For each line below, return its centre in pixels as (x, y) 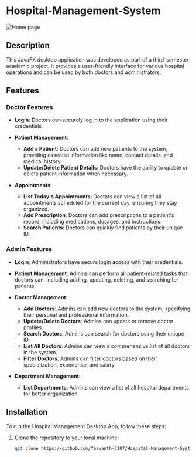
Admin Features (29, 249)
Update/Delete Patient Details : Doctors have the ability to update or (106, 168)
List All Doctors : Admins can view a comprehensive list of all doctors (106, 346)
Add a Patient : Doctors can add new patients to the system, (95, 149)
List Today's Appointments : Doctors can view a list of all (92, 197)
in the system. (40, 352)
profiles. (33, 327)
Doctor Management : (41, 297)
